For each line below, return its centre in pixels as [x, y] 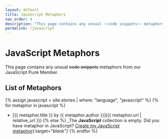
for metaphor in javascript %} [35, 105]
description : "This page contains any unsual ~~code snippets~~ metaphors [85, 24]
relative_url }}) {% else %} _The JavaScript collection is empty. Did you [86, 120]
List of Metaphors [33, 88]
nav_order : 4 [19, 19]
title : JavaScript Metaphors [35, 14]
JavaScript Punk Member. [32, 72]
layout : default [22, 10]
